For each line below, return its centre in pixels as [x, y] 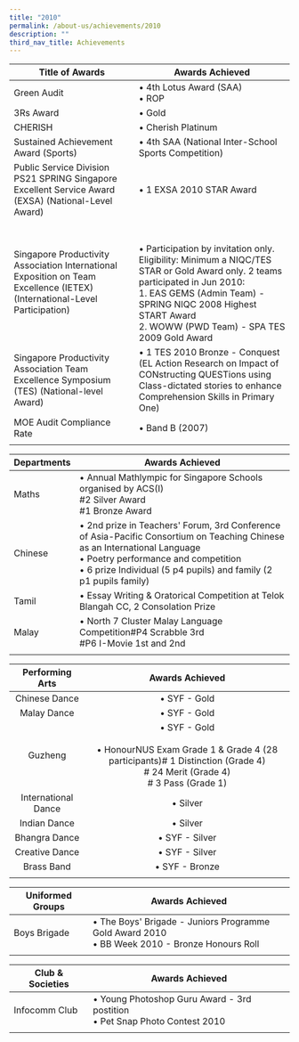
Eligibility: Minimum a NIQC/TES [205, 260]
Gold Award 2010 [129, 933]
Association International [65, 265]
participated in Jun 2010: [192, 282]
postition [111, 1010]
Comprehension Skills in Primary [206, 397]
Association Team [51, 369]
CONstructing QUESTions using [205, 375]
